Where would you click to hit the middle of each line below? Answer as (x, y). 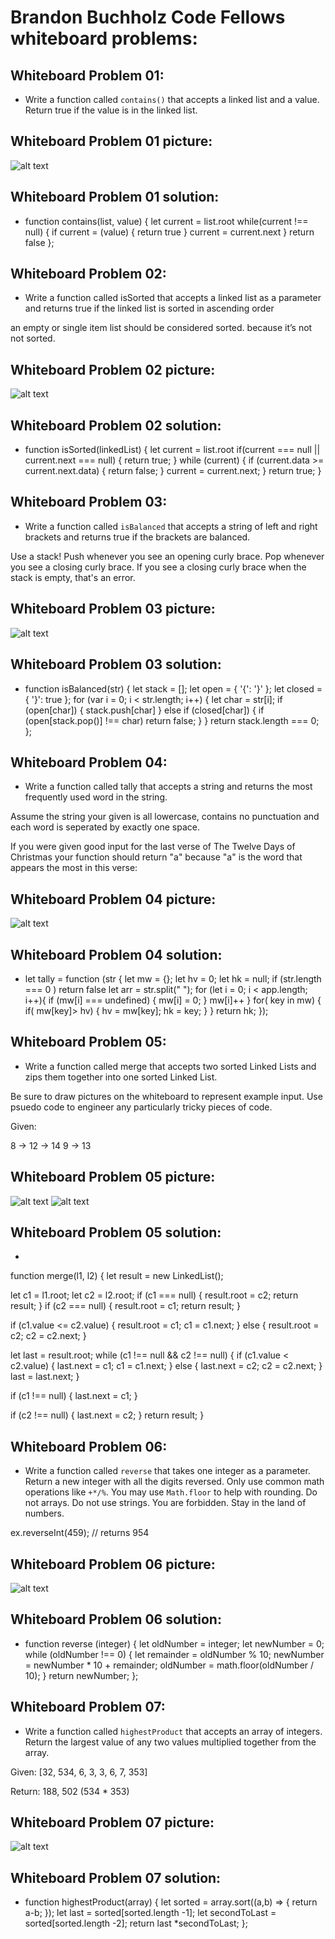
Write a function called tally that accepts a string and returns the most (168, 787)
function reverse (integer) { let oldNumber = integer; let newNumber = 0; (174, 1643)
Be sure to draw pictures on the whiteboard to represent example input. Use (166, 1096)
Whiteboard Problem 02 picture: (113, 369)
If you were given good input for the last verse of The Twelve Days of (153, 847)
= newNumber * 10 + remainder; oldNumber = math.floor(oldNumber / (169, 1665)
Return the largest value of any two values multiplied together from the (170, 1742)
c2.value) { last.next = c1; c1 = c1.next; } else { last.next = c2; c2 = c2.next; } (166, 1366)
